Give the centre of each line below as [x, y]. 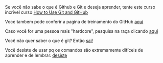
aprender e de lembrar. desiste [36, 55]
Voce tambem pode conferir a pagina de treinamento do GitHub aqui [74, 22]
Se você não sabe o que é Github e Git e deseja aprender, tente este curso [80, 7]
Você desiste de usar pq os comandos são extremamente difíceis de [74, 50]
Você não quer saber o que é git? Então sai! [49, 41]
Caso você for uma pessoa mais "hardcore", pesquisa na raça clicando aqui [81, 31]
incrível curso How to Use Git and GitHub [47, 12]
